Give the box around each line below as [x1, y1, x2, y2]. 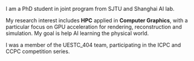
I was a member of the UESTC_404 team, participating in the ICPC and [5, 42, 181, 48]
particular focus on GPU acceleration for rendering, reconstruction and [5, 24, 183, 30]
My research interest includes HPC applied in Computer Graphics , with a [5, 17, 188, 24]
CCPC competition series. [5, 48, 70, 55]
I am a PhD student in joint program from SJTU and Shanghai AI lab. [5, 5, 175, 12]
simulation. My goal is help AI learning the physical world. [5, 30, 149, 37]
